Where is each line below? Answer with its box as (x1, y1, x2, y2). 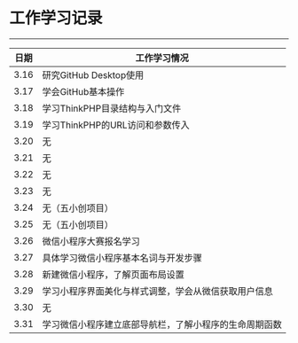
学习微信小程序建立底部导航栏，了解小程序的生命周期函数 (42, 318, 282, 331)
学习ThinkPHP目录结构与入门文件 (42, 102, 182, 114)
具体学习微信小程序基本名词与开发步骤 (42, 252, 202, 264)
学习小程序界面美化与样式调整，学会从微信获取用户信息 (42, 285, 273, 297)
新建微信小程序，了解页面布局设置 (42, 268, 184, 280)
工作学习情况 (135, 51, 189, 64)
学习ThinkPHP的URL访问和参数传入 (42, 119, 190, 131)
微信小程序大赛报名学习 (42, 235, 140, 247)
